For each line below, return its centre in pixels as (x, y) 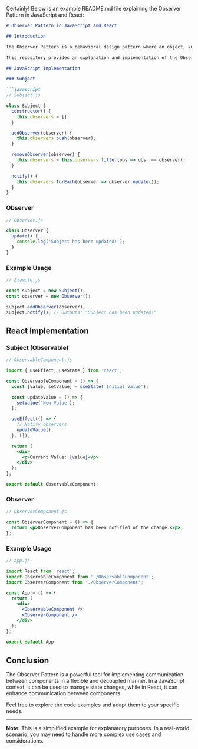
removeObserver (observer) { (46, 155)
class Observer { (27, 231)
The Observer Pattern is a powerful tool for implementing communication (95, 675)
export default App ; (32, 642)
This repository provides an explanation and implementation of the (92, 58)
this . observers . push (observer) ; (56, 138)
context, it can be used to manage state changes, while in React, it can (92, 687)
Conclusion (28, 660)
